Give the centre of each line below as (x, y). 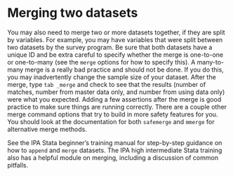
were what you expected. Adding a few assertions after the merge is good (114, 99)
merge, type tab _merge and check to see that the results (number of (107, 84)
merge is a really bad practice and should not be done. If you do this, (124, 69)
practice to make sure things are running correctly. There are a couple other (117, 107)
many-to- (211, 62)
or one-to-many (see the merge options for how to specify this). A (101, 62)
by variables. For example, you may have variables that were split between (115, 39)
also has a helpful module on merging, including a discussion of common (113, 157)
